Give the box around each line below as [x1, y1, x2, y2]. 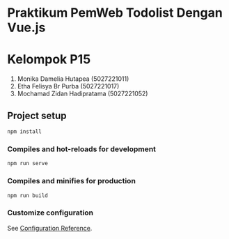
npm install [7, 128, 42, 135]
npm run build [7, 192, 49, 199]
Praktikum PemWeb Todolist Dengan [7, 5, 223, 21]
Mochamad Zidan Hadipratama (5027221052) [17, 89, 148, 98]
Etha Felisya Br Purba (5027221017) [17, 82, 120, 91]
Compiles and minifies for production [7, 176, 136, 186]
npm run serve [7, 160, 49, 167]
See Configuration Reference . [7, 224, 93, 232]
